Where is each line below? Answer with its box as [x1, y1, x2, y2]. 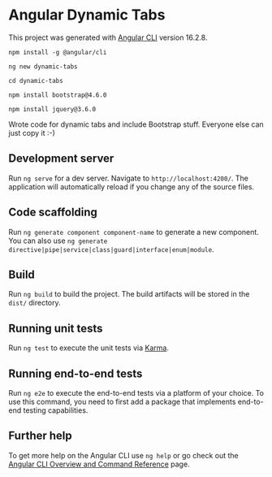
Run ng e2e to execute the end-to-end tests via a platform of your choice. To [8, 388, 265, 397]
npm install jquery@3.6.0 [8, 105, 96, 113]
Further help [8, 429, 73, 443]
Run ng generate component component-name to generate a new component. [8, 227, 260, 236]
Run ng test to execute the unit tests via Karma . [8, 343, 169, 353]
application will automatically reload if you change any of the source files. [8, 181, 254, 192]
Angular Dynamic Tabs [8, 6, 166, 24]
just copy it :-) [8, 128, 55, 137]
